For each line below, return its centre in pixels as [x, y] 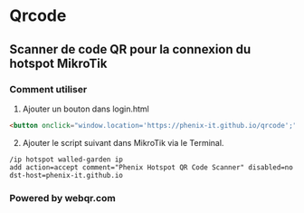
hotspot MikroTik [58, 63]
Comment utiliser [48, 89]
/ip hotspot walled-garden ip [66, 160]
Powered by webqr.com [62, 198]
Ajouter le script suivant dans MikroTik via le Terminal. [123, 142]
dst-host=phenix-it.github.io [66, 175]
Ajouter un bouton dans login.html [85, 109]
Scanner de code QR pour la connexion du [130, 49]
